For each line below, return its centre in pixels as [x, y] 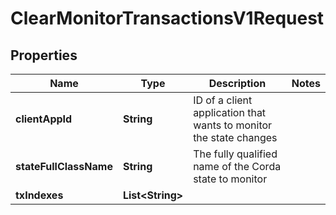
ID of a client [223, 100]
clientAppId [44, 119]
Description [237, 83]
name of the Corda [237, 166]
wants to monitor [233, 125]
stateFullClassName [64, 166]
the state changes [235, 137]
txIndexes [39, 195]
